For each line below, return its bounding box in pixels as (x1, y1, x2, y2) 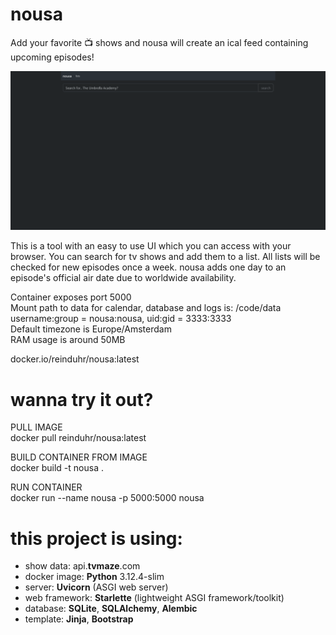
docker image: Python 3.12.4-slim (24, 571, 165, 583)
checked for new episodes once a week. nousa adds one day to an (10, 261, 287, 273)
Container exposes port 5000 (10, 291, 132, 303)
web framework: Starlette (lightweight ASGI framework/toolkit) (24, 592, 285, 604)
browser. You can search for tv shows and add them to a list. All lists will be (10, 251, 321, 263)
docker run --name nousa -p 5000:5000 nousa (10, 492, 205, 504)
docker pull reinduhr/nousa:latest (10, 432, 147, 444)
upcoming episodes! (10, 51, 95, 63)
